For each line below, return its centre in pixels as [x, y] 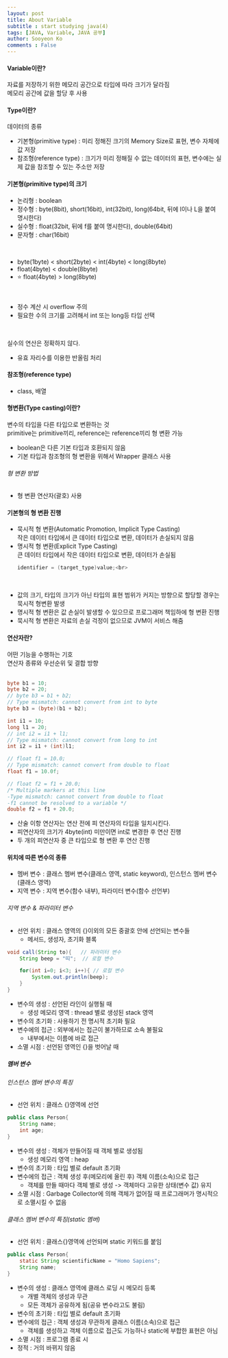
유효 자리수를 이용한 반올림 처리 [59, 358]
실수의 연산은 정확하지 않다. [44, 343]
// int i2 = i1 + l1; [38, 734]
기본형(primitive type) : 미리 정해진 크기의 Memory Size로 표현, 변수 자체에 [118, 141]
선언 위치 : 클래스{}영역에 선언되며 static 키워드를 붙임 [89, 1242]
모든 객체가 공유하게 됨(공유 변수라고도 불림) [86, 1305]
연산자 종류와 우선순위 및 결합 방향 [53, 663]
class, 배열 [31, 391]
